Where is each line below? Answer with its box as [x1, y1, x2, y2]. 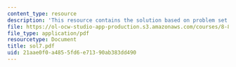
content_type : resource [7, 10, 77, 17]
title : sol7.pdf [7, 43, 55, 50]
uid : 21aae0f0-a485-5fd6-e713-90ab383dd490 [7, 50, 137, 57]
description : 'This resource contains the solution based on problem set [7, 17, 228, 24]
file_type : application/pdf [7, 29, 90, 37]
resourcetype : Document [7, 36, 77, 43]
